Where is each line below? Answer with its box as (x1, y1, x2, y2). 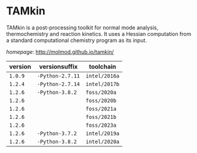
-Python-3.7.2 (36, 130, 77, 137)
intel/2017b (85, 81, 120, 87)
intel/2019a (85, 130, 120, 137)
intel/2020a (85, 138, 120, 145)
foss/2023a (85, 121, 116, 128)
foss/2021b (85, 114, 116, 120)
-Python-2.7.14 (36, 81, 80, 87)
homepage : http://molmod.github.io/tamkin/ (6, 48, 114, 55)
